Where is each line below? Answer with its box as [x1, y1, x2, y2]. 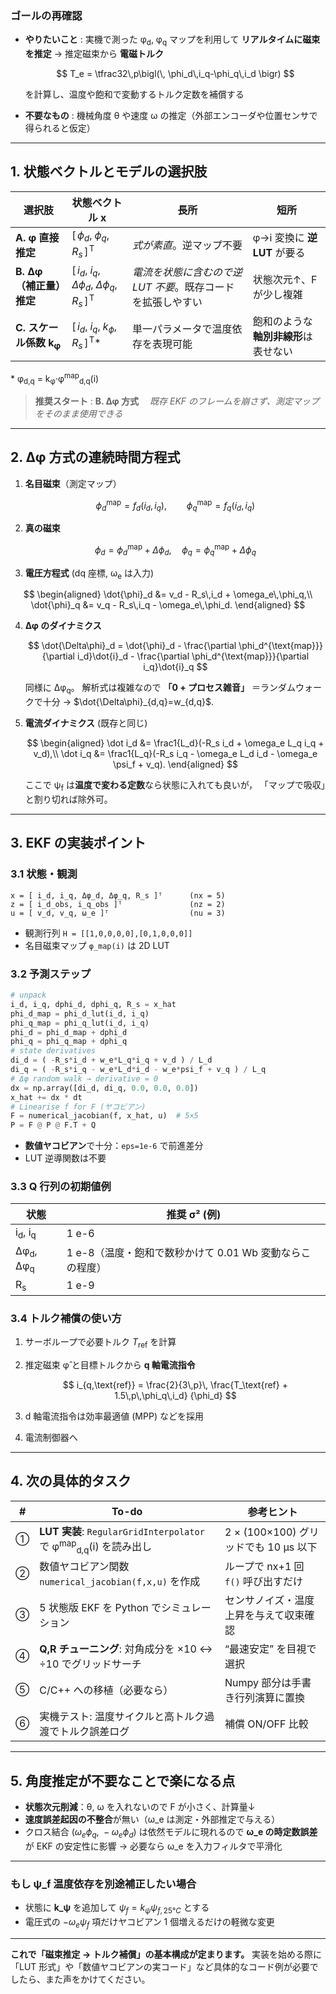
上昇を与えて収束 [224, 1608, 305, 1622]
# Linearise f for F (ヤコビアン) [10, 1102, 147, 1112]
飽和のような [252, 314, 313, 328]
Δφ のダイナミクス [24, 620, 102, 632]
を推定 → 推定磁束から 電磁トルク [24, 48, 164, 60]
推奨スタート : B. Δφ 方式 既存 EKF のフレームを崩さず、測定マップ [34, 395, 320, 407]
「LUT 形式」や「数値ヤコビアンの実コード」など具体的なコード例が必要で [10, 1960, 319, 1972]
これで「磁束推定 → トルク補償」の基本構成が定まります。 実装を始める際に [10, 1948, 323, 1960]
